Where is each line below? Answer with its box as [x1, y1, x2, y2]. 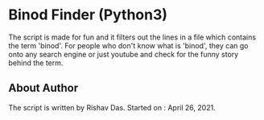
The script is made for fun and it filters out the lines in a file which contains [8, 32, 256, 42]
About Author [8, 81, 79, 95]
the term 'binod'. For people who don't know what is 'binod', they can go [8, 40, 249, 50]
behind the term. [8, 58, 64, 68]
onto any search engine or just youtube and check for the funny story [8, 49, 239, 59]
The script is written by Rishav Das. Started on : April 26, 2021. [8, 102, 216, 112]
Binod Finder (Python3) [8, 6, 167, 24]
